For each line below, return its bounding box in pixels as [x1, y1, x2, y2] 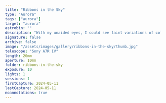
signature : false [5, 35, 41, 40]
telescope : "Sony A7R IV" [5, 49, 58, 53]
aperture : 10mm [5, 58, 37, 63]
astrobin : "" [5, 26, 32, 31]
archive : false [5, 40, 37, 45]
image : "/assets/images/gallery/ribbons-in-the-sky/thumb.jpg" [5, 44, 138, 49]
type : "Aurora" [5, 12, 37, 17]
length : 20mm [5, 53, 32, 58]
